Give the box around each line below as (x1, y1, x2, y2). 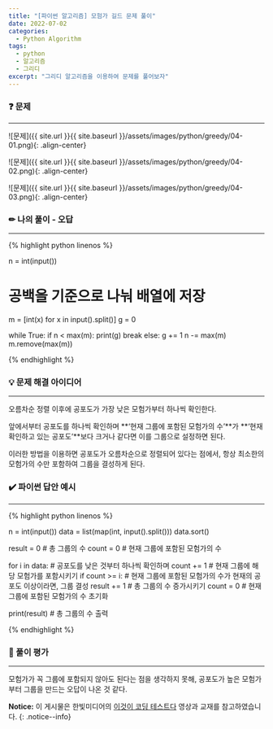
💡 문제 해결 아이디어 (8, 377, 82, 388)
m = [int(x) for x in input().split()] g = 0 (8, 315, 136, 325)
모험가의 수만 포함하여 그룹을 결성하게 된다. (8, 459, 145, 469)
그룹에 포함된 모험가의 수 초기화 (8, 591, 109, 600)
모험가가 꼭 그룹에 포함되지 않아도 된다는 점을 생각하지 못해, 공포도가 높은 (8, 674, 240, 684)
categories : (8, 27, 49, 35)
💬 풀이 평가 (8, 646, 49, 657)
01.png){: (8, 140, 39, 150)
